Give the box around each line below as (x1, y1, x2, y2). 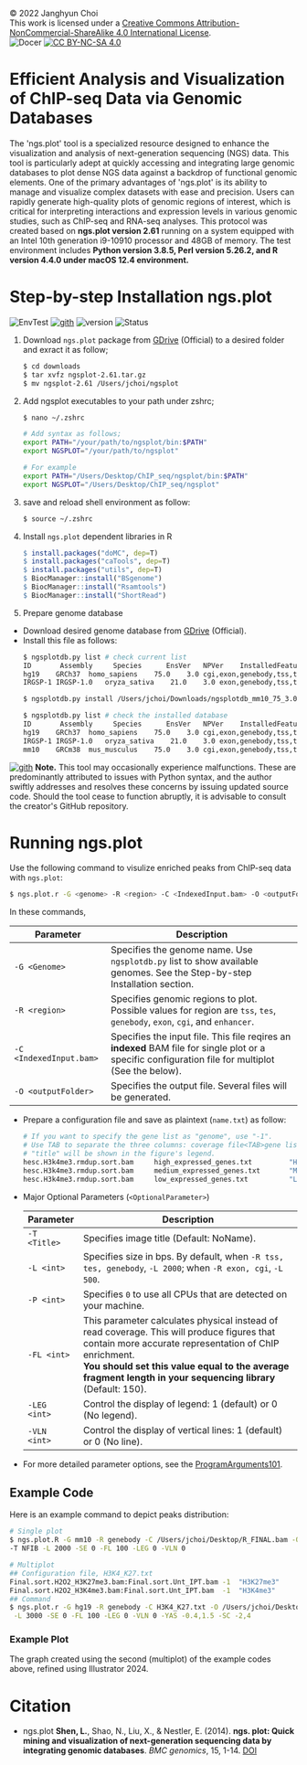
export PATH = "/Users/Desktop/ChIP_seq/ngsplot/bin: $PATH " (22, 471, 249, 481)
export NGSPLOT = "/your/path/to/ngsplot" (22, 447, 179, 456)
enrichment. (82, 1348, 135, 1361)
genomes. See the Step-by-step (111, 966, 252, 979)
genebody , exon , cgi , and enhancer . (111, 1015, 255, 1028)
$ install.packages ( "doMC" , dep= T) (22, 548, 159, 558)
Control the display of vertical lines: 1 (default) (82, 1423, 283, 1436)
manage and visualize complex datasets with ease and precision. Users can (9, 186, 295, 197)
